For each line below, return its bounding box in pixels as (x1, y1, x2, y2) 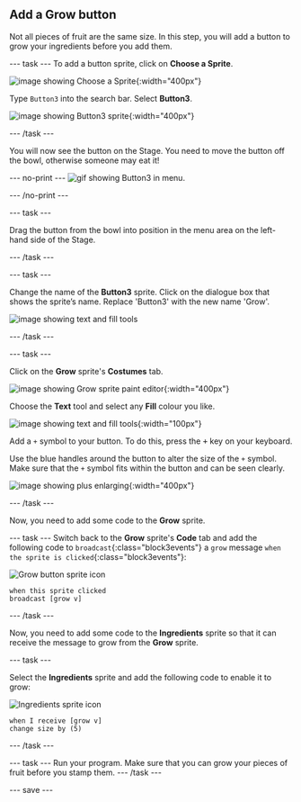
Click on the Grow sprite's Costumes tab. (9, 365, 164, 376)
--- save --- (9, 784, 54, 795)
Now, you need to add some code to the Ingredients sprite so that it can (9, 627, 277, 638)
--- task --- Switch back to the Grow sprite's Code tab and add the (9, 532, 258, 543)
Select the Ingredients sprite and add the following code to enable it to (9, 671, 272, 682)
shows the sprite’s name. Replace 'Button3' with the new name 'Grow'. (9, 296, 270, 307)
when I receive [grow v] (9, 716, 102, 725)
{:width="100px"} (137, 418, 202, 428)
